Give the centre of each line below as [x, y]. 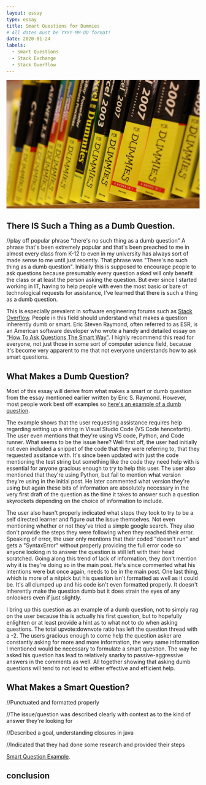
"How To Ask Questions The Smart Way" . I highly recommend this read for [100, 337]
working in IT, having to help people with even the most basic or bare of [97, 286]
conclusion [28, 776]
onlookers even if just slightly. [44, 597]
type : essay [21, 19]
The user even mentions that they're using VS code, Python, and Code [96, 435]
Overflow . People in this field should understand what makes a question [97, 318]
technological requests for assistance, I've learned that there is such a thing [102, 293]
